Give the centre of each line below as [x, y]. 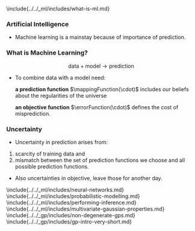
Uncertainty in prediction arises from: [61, 142]
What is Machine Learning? [47, 53]
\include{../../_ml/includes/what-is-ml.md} [58, 9]
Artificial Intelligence [38, 24]
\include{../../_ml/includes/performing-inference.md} [71, 202]
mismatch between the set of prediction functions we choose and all [100, 160]
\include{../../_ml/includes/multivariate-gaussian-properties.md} [85, 209]
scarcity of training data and [50, 154]
